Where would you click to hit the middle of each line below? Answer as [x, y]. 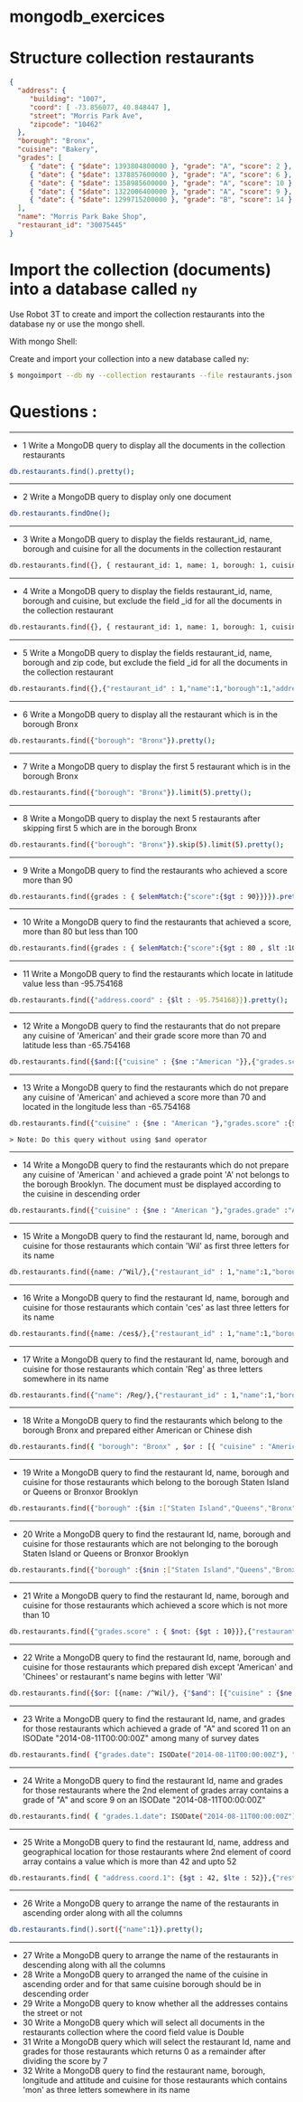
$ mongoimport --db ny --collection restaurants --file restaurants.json [151, 375]
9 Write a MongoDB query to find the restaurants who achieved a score [155, 870]
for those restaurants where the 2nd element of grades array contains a [156, 1790]
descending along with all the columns [94, 1965]
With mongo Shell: [44, 341]
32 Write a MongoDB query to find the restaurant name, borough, [144, 2071]
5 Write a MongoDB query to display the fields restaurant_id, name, [147, 653]
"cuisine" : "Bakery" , [58, 150]
